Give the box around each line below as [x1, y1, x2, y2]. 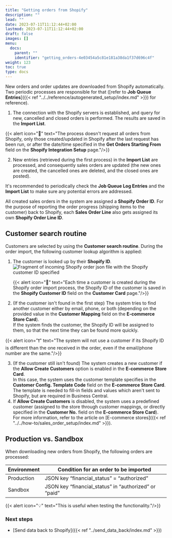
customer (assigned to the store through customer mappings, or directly [12, 403, 165, 410]
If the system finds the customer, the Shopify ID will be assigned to [12, 321, 155, 328]
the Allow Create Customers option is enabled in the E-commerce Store [12, 365, 167, 372]
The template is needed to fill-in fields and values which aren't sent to [12, 387, 160, 393]
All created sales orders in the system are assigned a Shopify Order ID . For [5, 198, 164, 204]
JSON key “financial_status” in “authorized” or [45, 483, 156, 490]
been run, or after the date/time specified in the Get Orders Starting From [5, 141, 161, 147]
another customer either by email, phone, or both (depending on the [12, 305, 157, 311]
